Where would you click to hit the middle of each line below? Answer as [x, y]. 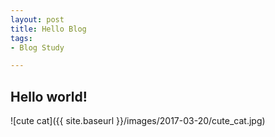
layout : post [37, 19]
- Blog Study [37, 47]
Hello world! [49, 96]
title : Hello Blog [48, 29]
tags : [21, 38]
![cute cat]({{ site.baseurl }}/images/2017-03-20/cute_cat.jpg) [138, 121]
